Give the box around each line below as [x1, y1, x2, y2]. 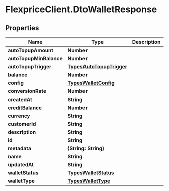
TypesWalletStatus [67, 169, 114, 176]
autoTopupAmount [8, 47, 54, 54]
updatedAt [8, 161, 34, 168]
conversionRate [8, 88, 47, 94]
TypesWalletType [67, 177, 111, 184]
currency [8, 112, 30, 119]
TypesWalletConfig [67, 79, 115, 86]
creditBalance [8, 104, 42, 111]
